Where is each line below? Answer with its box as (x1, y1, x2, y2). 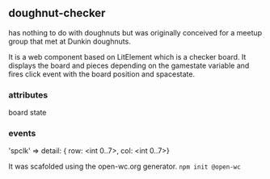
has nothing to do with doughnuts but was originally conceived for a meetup (8, 27, 263, 37)
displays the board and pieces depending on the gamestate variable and (8, 60, 250, 70)
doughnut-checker (8, 6, 106, 20)
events (8, 128, 36, 139)
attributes (8, 89, 49, 100)
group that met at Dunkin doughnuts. (8, 36, 131, 46)
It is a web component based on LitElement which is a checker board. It (8, 52, 247, 61)
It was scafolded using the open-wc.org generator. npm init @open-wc (8, 161, 241, 172)
